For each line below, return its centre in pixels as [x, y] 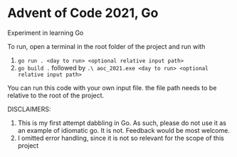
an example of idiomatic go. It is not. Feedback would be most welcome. [123, 130]
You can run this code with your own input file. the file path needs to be [112, 87]
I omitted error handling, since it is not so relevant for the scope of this [121, 138]
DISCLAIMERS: [29, 109]
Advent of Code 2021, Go [83, 13]
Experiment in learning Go [46, 33]
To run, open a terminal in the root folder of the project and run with [106, 46]
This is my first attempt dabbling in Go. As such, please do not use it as [122, 123]
